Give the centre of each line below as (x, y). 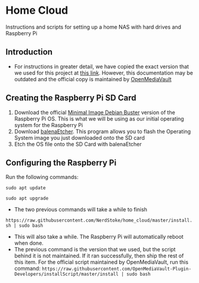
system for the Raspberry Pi (49, 125)
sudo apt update (26, 188)
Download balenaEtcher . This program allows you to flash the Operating (102, 131)
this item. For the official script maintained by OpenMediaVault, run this (101, 262)
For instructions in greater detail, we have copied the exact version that (101, 66)
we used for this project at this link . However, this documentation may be (103, 73)
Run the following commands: (42, 177)
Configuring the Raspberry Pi (61, 163)
